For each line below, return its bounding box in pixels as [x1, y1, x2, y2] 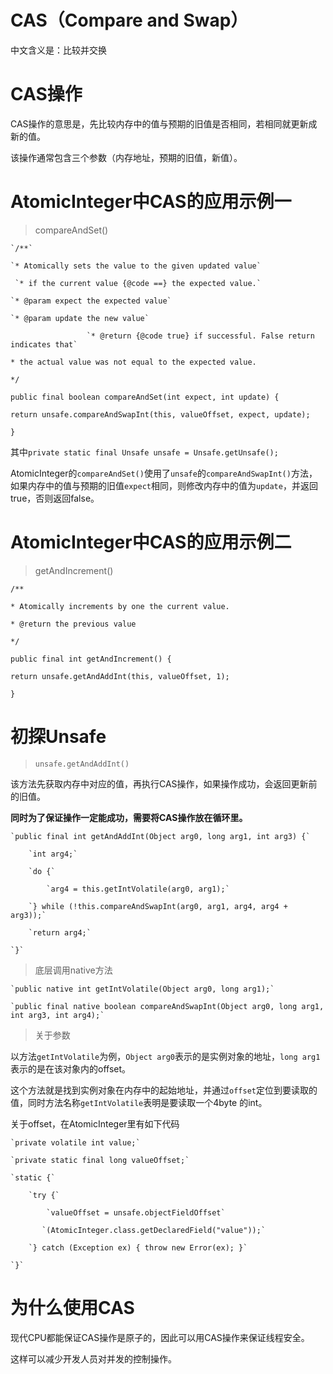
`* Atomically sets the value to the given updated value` [10, 261, 262, 271]
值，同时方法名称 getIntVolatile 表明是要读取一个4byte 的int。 [10, 1096, 268, 1108]
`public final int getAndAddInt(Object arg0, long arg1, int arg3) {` [10, 831, 311, 841]
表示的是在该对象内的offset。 [10, 1062, 132, 1075]
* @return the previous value [10, 619, 137, 629]
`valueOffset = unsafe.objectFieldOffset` [46, 1207, 226, 1218]
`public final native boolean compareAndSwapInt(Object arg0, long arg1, [10, 1001, 325, 1011]
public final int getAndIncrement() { [10, 654, 172, 664]
